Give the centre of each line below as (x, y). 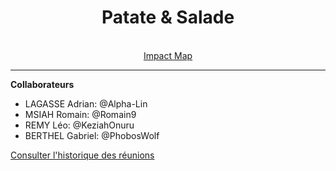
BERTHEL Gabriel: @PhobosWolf (92, 135)
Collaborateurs (42, 84)
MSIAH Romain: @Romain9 (80, 114)
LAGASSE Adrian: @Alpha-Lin (86, 103)
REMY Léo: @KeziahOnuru (79, 125)
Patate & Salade (168, 17)
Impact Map (168, 55)
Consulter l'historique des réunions (82, 155)
